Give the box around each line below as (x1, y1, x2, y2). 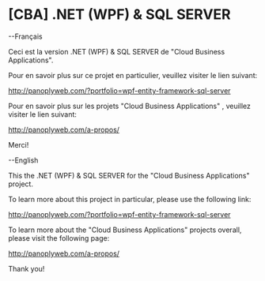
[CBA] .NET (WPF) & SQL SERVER (8, 6, 231, 24)
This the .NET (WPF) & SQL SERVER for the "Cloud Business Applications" (8, 170, 250, 180)
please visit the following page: (8, 233, 110, 242)
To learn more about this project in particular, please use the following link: (8, 194, 252, 204)
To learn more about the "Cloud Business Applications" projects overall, (8, 225, 242, 234)
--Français (8, 32, 43, 41)
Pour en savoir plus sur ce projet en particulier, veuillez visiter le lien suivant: (8, 70, 258, 80)
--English (8, 155, 39, 165)
